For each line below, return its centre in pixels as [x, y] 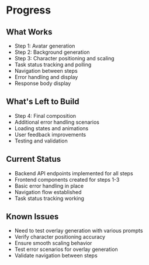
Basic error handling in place [49, 186]
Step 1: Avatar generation [45, 46]
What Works [29, 32]
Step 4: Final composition [45, 115]
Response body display [43, 83]
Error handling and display [46, 77]
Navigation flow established [48, 192]
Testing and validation [41, 141]
